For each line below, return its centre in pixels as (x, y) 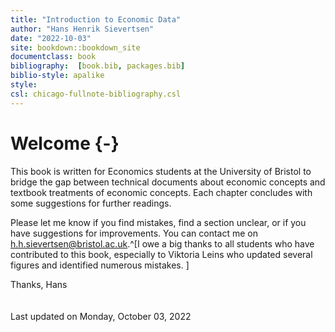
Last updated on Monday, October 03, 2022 (101, 316)
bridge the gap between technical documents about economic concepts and (168, 182)
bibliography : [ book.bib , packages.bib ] (98, 66)
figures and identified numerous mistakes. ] (100, 265)
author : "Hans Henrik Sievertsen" (82, 29)
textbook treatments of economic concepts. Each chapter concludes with (161, 192)
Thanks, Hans (39, 284)
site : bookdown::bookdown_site (75, 47)
